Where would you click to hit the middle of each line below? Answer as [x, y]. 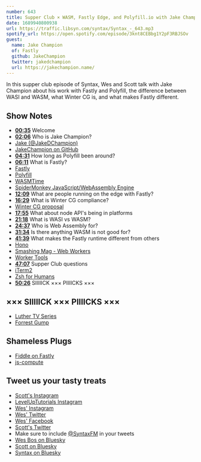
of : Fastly [25, 51]
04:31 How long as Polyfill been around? [65, 156]
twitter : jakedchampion [41, 62]
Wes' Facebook [34, 421]
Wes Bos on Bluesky [40, 440]
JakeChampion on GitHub [47, 150]
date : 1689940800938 [32, 23]
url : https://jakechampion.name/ [53, 67]
